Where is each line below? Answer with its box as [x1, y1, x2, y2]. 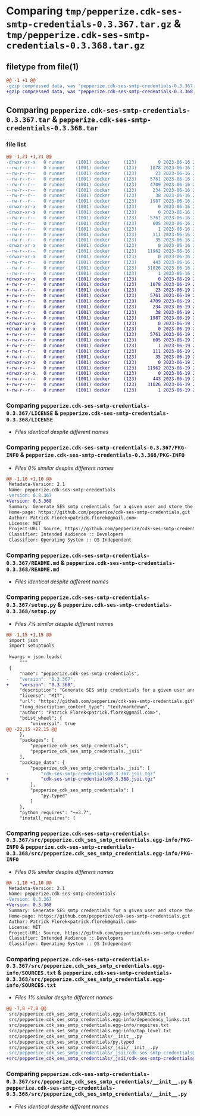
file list [6, 140, 27, 148]
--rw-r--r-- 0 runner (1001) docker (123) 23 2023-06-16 [6, 170, 190, 176]
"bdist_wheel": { [19, 715, 62, 721]
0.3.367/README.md [6, 559, 60, 566]
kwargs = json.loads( [8, 654, 62, 660]
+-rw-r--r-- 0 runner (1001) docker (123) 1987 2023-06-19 [6, 315, 190, 321]
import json [8, 637, 39, 643]
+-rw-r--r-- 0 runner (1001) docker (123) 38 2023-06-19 [6, 309, 190, 315]
